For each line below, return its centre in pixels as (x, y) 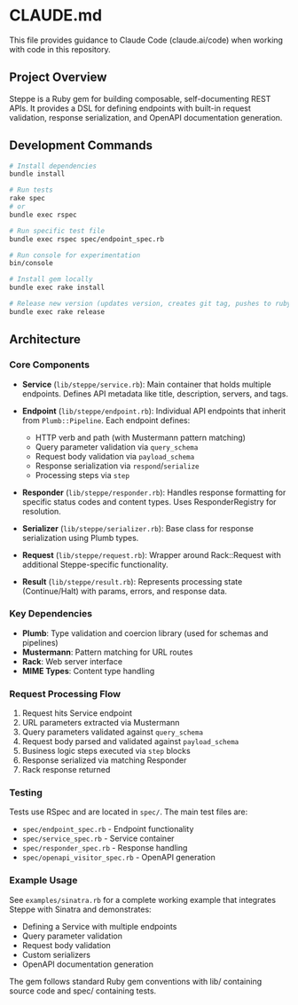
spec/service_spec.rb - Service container (98, 838)
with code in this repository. (60, 49)
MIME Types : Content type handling (88, 671)
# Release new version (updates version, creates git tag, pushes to (141, 304)
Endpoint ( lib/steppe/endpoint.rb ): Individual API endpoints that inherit (154, 411)
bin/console (31, 263)
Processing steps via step (82, 475)
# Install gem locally (51, 279)
